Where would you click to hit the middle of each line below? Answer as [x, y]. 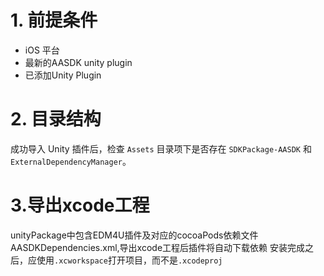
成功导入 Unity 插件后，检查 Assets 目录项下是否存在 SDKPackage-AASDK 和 [161, 148]
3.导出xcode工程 [80, 205]
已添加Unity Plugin [63, 75]
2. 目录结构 [56, 119]
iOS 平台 [42, 50]
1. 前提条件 [54, 20]
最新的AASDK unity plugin [78, 62]
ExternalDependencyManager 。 [71, 161]
